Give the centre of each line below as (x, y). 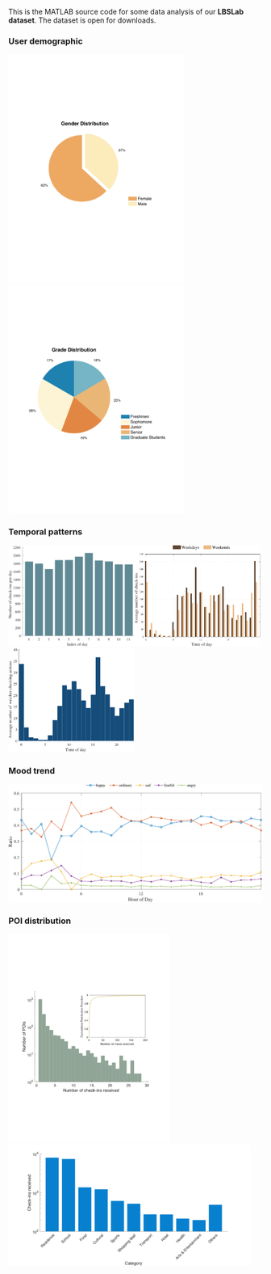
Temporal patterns (46, 532)
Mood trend (31, 770)
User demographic (46, 41)
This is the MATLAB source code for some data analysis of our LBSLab (126, 12)
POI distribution (40, 921)
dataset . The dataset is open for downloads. (82, 20)
